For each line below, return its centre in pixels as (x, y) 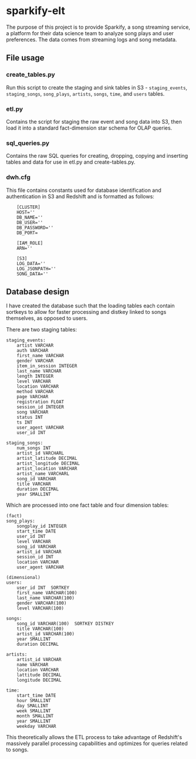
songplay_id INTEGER (42, 526)
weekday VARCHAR (37, 726)
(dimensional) (23, 578)
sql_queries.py (28, 143)
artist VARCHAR (35, 345)
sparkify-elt (36, 11)
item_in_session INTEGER (47, 366)
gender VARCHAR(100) (42, 603)
